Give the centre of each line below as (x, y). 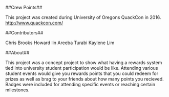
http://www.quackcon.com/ (34, 23)
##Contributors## (24, 33)
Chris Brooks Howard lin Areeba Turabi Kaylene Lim (60, 43)
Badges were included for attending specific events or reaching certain (80, 84)
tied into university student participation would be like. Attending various (82, 68)
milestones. (17, 90)
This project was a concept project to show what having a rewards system (84, 63)
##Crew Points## (24, 7)
